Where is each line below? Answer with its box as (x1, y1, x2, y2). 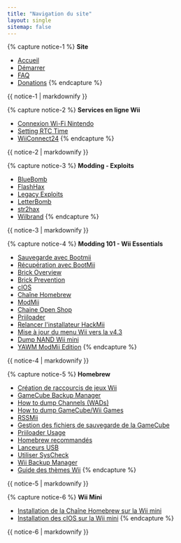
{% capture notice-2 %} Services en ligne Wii (7, 106, 140, 115)
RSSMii (17, 414, 38, 422)
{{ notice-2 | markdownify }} (7, 148, 89, 157)
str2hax (17, 205, 40, 214)
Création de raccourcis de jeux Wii (17, 384, 117, 392)
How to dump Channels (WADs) (17, 398, 110, 407)
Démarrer (17, 64, 45, 72)
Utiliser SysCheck (17, 451, 69, 459)
